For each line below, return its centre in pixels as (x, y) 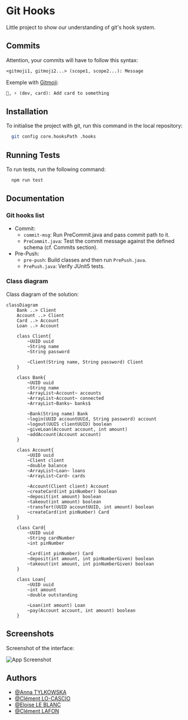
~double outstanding (52, 595)
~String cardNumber (51, 538)
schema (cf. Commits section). (61, 247)
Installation (27, 112)
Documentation (35, 198)
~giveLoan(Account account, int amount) (77, 429)
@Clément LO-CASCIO (42, 699)
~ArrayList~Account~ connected (66, 398)
